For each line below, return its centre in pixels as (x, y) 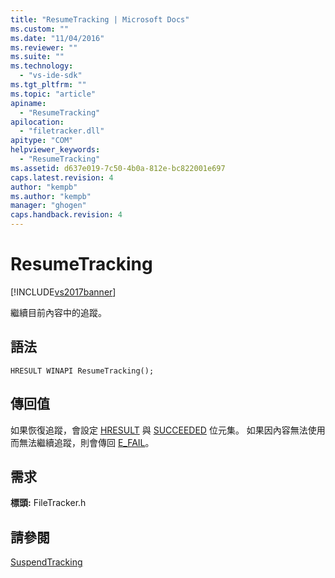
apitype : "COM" (42, 141)
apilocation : (37, 122)
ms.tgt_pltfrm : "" (48, 85)
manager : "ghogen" (48, 206)
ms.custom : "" (40, 29)
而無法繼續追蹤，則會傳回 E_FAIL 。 (82, 442)
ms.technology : (42, 66)
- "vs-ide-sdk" (51, 76)
